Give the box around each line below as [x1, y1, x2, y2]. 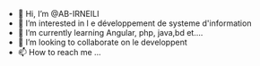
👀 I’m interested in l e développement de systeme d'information [17, 18, 252, 29]
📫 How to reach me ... [17, 47, 101, 57]
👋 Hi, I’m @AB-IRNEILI [17, 9, 100, 19]
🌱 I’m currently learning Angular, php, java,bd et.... [17, 28, 204, 37]
